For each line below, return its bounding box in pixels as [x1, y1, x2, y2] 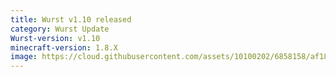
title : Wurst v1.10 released [10, 14, 132, 25]
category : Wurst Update [10, 24, 110, 34]
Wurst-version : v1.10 [10, 33, 101, 43]
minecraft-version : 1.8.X [10, 42, 118, 53]
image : [10, 52, 38, 62]
